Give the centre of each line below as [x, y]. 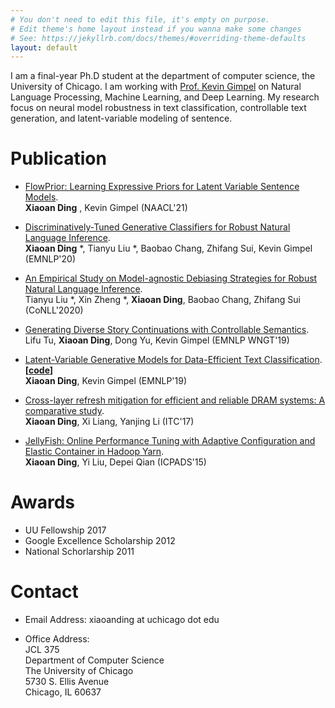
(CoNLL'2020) [54, 310]
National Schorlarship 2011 [79, 552]
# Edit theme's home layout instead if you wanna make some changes [156, 29]
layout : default [44, 47]
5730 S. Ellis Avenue [67, 682]
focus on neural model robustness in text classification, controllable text [158, 108]
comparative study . [64, 411]
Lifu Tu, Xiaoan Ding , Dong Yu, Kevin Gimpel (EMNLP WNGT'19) [157, 340]
